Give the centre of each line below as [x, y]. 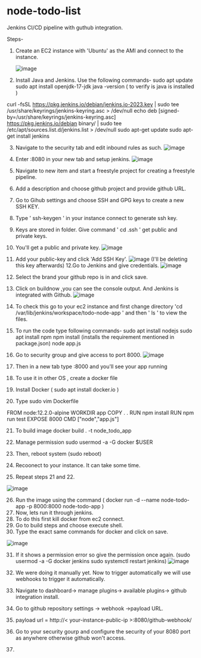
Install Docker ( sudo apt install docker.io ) [67, 390]
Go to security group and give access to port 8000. [78, 355]
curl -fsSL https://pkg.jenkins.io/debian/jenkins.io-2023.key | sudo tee [93, 104]
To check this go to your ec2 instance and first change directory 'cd [99, 306]
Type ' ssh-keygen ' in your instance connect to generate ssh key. [96, 218]
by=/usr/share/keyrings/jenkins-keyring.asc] [61, 117]
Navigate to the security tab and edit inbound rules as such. [89, 147]
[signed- [169, 110]
